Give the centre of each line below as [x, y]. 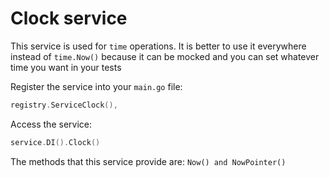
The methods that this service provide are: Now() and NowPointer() [148, 161]
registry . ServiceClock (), [64, 105]
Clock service [69, 18]
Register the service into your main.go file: [96, 86]
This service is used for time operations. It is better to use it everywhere [158, 46]
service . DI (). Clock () [55, 142]
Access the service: [51, 124]
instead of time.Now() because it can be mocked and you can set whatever [165, 56]
